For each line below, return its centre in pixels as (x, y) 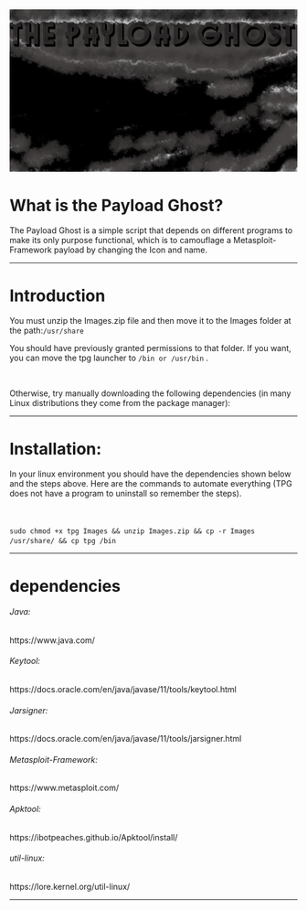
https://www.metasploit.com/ (64, 788)
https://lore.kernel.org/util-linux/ (70, 886)
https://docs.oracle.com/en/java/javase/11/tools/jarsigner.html (126, 739)
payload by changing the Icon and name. (131, 250)
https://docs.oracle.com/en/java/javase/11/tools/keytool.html (123, 689)
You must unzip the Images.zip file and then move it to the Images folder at (150, 321)
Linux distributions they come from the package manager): (120, 403)
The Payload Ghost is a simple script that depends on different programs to (151, 230)
